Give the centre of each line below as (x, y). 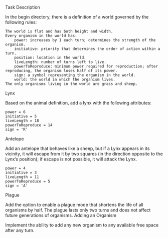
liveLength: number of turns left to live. (60, 62)
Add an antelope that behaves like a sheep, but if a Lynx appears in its (77, 148)
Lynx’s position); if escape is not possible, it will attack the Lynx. (71, 159)
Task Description (23, 7)
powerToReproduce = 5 (28, 181)
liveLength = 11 (22, 177)
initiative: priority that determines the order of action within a (87, 49)
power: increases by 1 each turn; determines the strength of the (85, 40)
